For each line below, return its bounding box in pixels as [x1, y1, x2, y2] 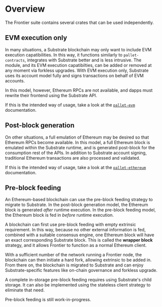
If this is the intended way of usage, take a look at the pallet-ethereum [5, 164, 146, 170]
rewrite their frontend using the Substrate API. [5, 92, 97, 98]
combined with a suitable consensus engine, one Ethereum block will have [5, 232, 155, 238]
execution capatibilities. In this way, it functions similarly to [5, 52, 123, 58]
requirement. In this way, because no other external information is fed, [5, 227, 146, 233]
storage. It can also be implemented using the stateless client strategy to [5, 282, 151, 288]
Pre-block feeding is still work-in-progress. [5, 297, 91, 303]
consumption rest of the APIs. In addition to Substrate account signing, [5, 150, 147, 156]
